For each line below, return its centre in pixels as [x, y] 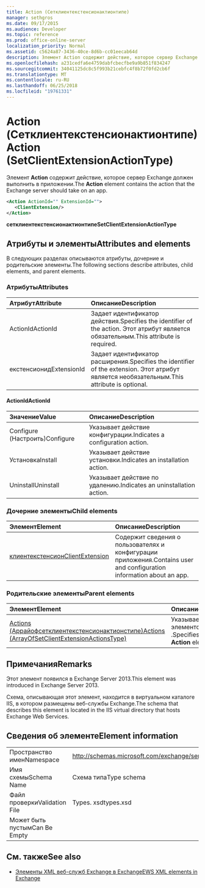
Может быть [28, 820]
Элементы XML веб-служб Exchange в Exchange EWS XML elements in [106, 872]
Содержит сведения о [148, 537]
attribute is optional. [119, 384]
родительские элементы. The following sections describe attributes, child [100, 265]
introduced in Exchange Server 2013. [53, 685]
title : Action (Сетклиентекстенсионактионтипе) [68, 12]
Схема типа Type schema [109, 777]
